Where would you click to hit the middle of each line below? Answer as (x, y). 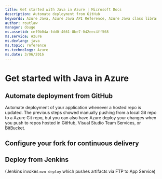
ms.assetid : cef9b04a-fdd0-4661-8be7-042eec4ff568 (57, 32)
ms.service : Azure (23, 37)
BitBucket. (15, 128)
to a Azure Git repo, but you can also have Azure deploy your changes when (81, 118)
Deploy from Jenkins (37, 160)
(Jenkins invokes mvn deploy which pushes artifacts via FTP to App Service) (80, 171)
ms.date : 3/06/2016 (25, 54)
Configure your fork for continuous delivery (72, 143)
